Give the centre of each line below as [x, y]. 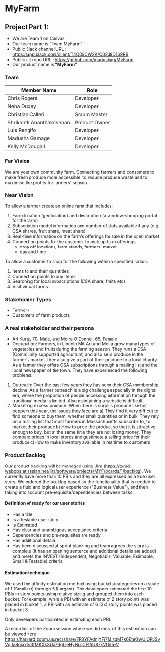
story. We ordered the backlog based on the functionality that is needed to [81, 481]
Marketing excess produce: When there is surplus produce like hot [80, 406]
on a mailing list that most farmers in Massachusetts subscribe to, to [81, 422]
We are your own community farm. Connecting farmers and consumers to [80, 172]
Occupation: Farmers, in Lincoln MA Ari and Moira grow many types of [83, 344]
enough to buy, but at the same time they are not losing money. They [82, 432]
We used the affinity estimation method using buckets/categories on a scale [82, 584]
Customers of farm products [41, 315]
